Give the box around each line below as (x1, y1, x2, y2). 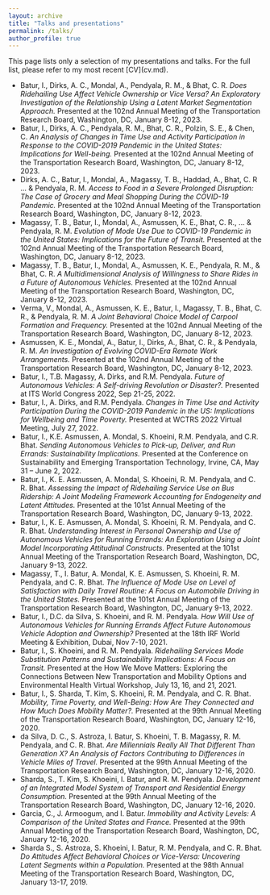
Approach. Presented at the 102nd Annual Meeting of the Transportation (19, 106, 260, 116)
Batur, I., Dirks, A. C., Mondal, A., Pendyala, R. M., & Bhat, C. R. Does (19, 81, 247, 90)
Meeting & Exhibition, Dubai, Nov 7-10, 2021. (19, 638, 168, 647)
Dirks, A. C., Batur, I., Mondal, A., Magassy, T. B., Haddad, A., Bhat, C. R (19, 175, 258, 185)
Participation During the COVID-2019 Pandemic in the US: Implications (19, 406, 255, 416)
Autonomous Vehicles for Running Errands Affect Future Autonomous (19, 620, 251, 630)
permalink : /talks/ (8, 27, 74, 35)
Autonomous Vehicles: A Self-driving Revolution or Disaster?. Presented (19, 381, 260, 390)
